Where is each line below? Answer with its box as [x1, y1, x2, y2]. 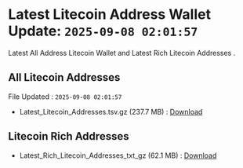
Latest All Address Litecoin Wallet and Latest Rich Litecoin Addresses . [8, 48, 236, 57]
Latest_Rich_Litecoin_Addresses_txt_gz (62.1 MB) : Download [19, 151, 217, 160]
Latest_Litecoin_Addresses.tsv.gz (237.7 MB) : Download [19, 107, 203, 116]
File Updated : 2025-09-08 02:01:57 [8, 92, 122, 101]
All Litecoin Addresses [8, 71, 121, 84]
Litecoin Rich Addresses [8, 130, 129, 143]
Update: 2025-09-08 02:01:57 [8, 22, 198, 40]
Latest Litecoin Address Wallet [8, 5, 212, 24]
